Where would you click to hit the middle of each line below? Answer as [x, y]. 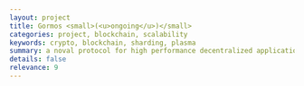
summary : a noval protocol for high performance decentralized [131, 51]
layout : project [40, 17]
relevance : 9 [34, 68]
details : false [38, 59]
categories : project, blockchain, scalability [99, 34]
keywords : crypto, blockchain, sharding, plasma [103, 43]
